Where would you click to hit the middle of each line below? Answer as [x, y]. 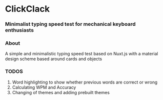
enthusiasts [20, 30]
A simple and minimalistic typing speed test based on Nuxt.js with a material [82, 54]
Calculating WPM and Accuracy [44, 87]
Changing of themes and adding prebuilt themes [61, 92]
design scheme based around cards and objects [54, 59]
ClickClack [27, 9]
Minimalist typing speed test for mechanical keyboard [70, 24]
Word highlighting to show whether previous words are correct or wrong [85, 82]
